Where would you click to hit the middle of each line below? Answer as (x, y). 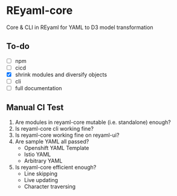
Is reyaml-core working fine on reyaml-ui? (67, 135)
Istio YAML (37, 154)
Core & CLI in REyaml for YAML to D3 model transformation (80, 27)
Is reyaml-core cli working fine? (54, 128)
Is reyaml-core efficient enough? (56, 167)
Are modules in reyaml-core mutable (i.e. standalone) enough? (93, 122)
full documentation (38, 88)
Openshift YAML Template (56, 148)
